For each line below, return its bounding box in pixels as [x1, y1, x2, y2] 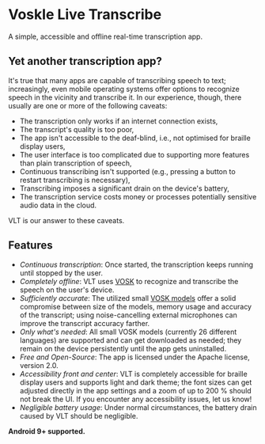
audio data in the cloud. [19, 200, 97, 210]
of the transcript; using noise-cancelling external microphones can [19, 310, 237, 320]
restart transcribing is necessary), [19, 175, 131, 184]
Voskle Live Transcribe [8, 6, 162, 24]
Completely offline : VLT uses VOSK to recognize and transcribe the [19, 276, 239, 286]
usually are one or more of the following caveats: [8, 101, 168, 110]
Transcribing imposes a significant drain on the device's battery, [19, 184, 229, 193]
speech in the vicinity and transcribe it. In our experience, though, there [8, 93, 242, 102]
